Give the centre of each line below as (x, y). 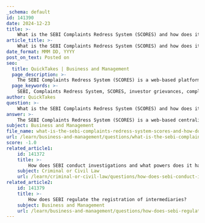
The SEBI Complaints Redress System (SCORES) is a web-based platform (109, 80)
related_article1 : (30, 148)
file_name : (20, 131)
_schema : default (28, 12)
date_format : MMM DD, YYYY (41, 52)
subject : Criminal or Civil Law (58, 171)
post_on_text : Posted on (38, 57)
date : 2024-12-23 (28, 23)
